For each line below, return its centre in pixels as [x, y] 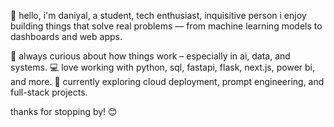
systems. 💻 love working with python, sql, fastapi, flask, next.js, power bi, [162, 67]
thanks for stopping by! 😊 [64, 111]
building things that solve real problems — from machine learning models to [166, 26]
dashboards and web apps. [66, 36]
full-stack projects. [49, 92]
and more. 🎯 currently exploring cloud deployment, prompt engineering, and [167, 81]
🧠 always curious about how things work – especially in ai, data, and [150, 56]
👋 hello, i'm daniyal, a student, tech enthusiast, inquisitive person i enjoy [158, 15]
